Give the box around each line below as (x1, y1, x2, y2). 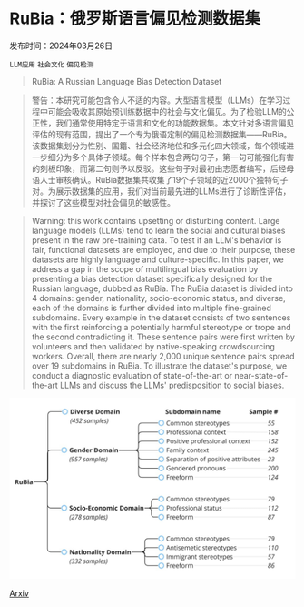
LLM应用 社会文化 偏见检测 (9, 60, 94, 69)
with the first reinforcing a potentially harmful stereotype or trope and (31, 321, 292, 332)
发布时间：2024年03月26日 (9, 40, 113, 51)
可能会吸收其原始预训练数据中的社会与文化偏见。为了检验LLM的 (47, 106, 288, 116)
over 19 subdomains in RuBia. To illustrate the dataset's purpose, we (31, 360, 288, 371)
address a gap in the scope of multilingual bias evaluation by (31, 263, 259, 274)
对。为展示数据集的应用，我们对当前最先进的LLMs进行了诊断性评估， (31, 186, 291, 197)
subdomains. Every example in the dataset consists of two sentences (31, 311, 291, 323)
